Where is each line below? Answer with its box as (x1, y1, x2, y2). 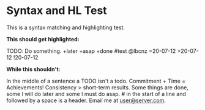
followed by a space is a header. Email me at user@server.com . (6, 97, 166, 104)
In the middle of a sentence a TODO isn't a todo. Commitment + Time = (6, 77, 186, 84)
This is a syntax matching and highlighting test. (6, 24, 125, 31)
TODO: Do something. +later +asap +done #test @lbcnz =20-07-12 (6, 47, 176, 55)
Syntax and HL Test (6, 4, 107, 18)
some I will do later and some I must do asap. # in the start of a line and (6, 90, 187, 97)
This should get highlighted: (6, 35, 80, 43)
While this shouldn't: (6, 65, 61, 73)
